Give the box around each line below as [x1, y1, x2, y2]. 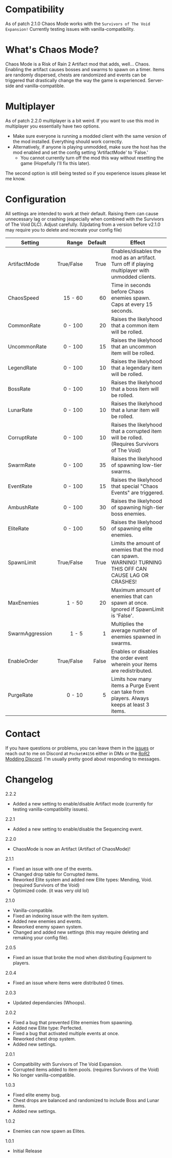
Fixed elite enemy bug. [12, 1091, 61, 1098]
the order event [111, 654, 148, 661]
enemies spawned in [111, 633, 161, 640]
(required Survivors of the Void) [12, 882, 80, 888]
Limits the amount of [111, 540, 161, 547]
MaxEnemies [8, 599, 39, 606]
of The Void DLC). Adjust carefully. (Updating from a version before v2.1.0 [5, 221, 161, 228]
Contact [5, 728, 40, 739]
